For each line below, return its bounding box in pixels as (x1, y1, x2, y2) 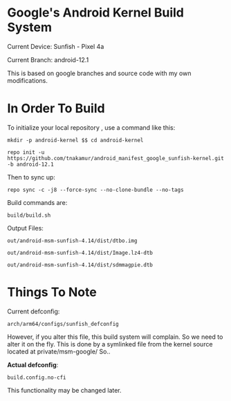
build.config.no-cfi (7, 374, 67, 381)
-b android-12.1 (7, 161, 54, 168)
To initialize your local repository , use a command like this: (7, 123, 176, 132)
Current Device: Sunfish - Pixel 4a (7, 42, 104, 50)
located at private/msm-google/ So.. (7, 347, 111, 355)
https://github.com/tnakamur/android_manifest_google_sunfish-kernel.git (7, 155, 225, 162)
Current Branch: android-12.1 (7, 55, 89, 63)
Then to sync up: (7, 173, 55, 181)
